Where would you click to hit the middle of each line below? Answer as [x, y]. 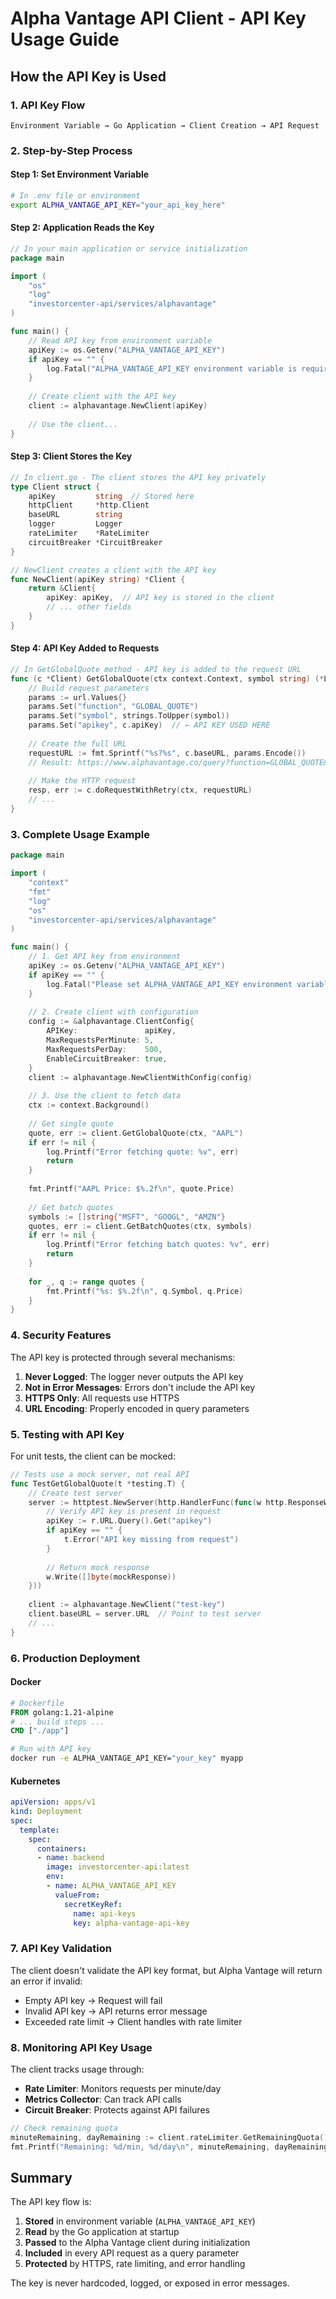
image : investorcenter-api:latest [118, 1867]
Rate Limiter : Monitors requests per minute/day [123, 2089]
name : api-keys [105, 1913]
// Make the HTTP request [82, 781]
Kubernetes [35, 1781]
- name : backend [70, 1858]
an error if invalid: [46, 1981]
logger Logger [75, 524]
